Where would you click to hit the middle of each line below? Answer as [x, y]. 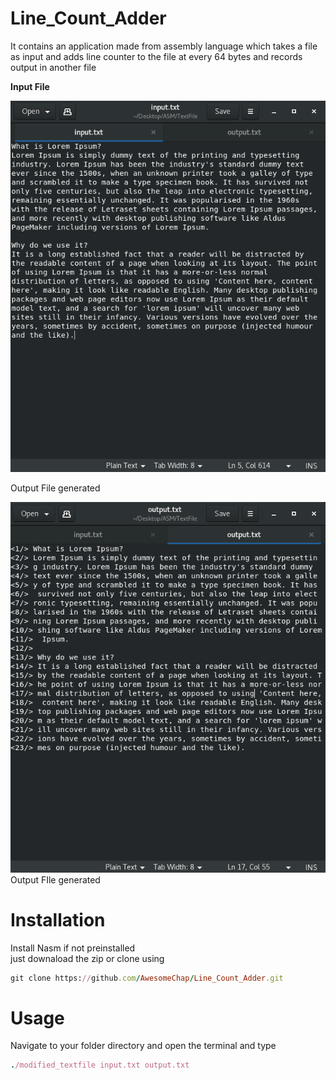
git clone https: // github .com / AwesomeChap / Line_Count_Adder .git [147, 978]
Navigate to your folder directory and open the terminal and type [143, 1046]
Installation [58, 919]
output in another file [53, 67]
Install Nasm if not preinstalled [73, 948]
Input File [30, 86]
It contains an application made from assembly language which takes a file [164, 46]
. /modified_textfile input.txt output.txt [100, 1065]
